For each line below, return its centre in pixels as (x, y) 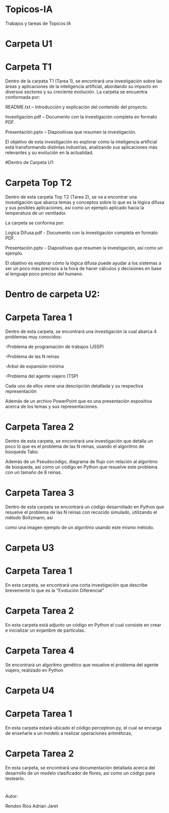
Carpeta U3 (30, 548)
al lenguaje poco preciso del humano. (44, 274)
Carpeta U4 (30, 691)
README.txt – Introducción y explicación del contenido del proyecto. (77, 107)
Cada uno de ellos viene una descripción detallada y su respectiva (74, 386)
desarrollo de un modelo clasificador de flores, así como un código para (80, 773)
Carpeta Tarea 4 (40, 651)
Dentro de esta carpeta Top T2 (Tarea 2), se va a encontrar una (71, 197)
